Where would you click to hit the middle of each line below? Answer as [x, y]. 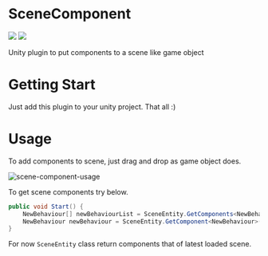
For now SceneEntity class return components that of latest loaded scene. [130, 244]
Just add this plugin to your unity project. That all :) [92, 106]
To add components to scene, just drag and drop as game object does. [125, 161]
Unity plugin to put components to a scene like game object [106, 52]
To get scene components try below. [69, 191]
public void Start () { [46, 207]
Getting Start [52, 85]
